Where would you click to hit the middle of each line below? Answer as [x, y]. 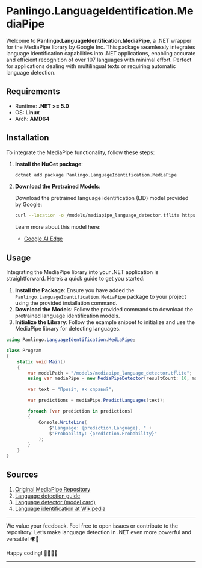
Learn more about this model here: [58, 227]
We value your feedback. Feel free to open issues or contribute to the [92, 526]
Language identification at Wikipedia [60, 508]
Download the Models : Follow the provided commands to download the [104, 310]
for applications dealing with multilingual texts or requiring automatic [91, 66]
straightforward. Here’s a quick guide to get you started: [75, 279]
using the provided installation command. [66, 303]
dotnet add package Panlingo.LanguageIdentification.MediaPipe [96, 175]
